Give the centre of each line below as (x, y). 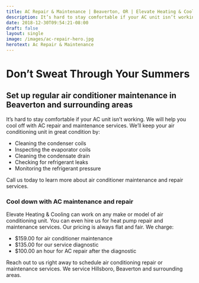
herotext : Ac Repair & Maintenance (50, 45)
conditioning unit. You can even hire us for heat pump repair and (85, 221)
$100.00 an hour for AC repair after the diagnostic (76, 251)
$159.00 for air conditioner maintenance (63, 239)
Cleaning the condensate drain (52, 156)
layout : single (25, 34)
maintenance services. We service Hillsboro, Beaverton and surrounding (94, 269)
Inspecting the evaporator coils (52, 149)
